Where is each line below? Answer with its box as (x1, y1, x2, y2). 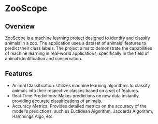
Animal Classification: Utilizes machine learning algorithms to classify (12, 82, 150, 88)
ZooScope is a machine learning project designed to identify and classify (5, 35, 151, 41)
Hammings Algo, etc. (12, 113, 54, 119)
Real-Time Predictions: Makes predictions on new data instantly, (12, 93, 140, 98)
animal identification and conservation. (5, 56, 83, 61)
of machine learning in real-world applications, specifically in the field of (5, 50, 149, 56)
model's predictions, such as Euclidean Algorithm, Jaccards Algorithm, (12, 108, 154, 114)
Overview (5, 22, 35, 31)
